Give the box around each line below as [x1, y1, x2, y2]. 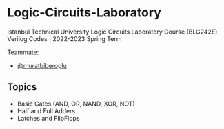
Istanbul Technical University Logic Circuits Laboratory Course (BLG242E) [7, 27, 218, 36]
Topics [7, 81, 37, 93]
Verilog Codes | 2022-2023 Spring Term [7, 34, 122, 43]
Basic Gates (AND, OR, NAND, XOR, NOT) [17, 99, 136, 108]
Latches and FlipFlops [17, 114, 81, 122]
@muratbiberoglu [17, 61, 67, 69]
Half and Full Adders [17, 106, 76, 115]
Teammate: [7, 48, 39, 56]
